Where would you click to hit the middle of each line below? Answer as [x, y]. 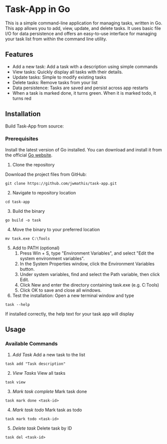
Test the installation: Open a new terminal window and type [73, 296]
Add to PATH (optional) [36, 248]
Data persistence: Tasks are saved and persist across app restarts [80, 88]
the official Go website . [29, 155]
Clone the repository [33, 164]
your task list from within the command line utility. [56, 39]
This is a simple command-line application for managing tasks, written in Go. [84, 23]
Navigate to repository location [44, 192]
